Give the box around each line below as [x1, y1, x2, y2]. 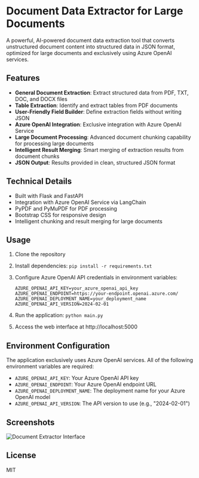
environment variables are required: [6, 363, 94, 370]
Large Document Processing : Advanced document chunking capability [14, 133, 191, 141]
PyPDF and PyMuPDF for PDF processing [14, 205, 118, 212]
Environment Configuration [6, 340, 110, 351]
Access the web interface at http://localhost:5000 [14, 323, 138, 330]
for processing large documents [14, 139, 94, 147]
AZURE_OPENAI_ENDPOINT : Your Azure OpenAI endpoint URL [14, 381, 157, 388]
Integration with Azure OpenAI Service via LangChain [14, 199, 146, 206]
